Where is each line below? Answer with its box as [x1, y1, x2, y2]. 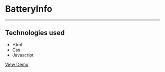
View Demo [5, 61, 28, 67]
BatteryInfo [5, 3, 53, 15]
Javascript [12, 52, 34, 58]
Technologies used [5, 29, 65, 37]
